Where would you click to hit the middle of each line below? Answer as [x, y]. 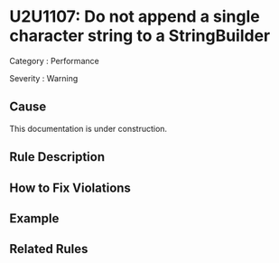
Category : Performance [54, 61]
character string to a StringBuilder [140, 36]
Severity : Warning [44, 78]
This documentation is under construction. [88, 128]
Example [34, 218]
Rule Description [57, 157]
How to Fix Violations [70, 188]
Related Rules [49, 249]
